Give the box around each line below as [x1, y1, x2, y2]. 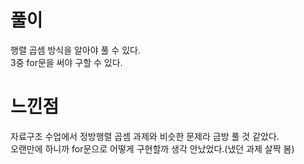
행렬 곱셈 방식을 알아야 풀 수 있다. [10, 44, 141, 56]
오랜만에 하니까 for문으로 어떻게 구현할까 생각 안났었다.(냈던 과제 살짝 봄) [10, 142, 295, 155]
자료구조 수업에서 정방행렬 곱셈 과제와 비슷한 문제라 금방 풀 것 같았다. [10, 130, 280, 142]
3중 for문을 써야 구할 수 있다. [10, 56, 123, 68]
